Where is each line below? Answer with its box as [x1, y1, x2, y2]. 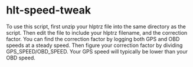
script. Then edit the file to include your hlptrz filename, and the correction [6, 29, 188, 36]
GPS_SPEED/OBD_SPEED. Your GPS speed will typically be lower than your [6, 48, 188, 55]
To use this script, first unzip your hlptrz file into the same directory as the [6, 23, 186, 30]
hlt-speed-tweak [6, 4, 91, 17]
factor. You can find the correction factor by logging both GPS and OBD [6, 35, 180, 42]
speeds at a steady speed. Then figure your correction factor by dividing [6, 42, 183, 49]
